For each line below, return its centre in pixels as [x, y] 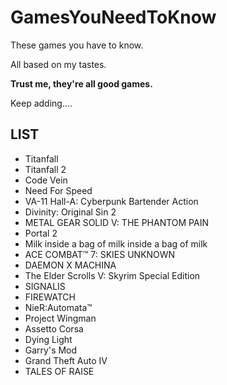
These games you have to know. [77, 45]
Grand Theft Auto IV [66, 360]
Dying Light [48, 339]
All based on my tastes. [58, 64]
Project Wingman [60, 318]
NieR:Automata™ [58, 307]
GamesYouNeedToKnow [113, 17]
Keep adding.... [41, 103]
